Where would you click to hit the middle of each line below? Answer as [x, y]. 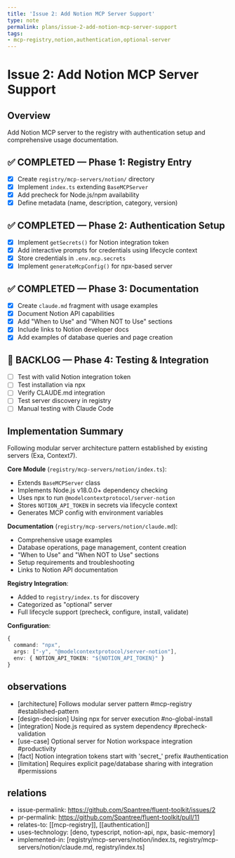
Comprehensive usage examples [65, 540]
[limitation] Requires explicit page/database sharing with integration [115, 763]
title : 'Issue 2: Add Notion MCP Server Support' [81, 14]
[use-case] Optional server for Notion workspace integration [105, 741]
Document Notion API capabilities [66, 314]
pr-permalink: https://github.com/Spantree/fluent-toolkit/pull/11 [108, 817]
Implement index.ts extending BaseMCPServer [83, 187]
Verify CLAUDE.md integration [61, 393]
